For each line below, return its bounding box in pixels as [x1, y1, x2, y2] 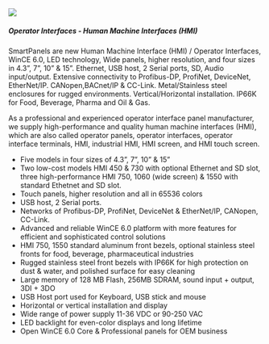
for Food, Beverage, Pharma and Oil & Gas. [8, 97, 151, 107]
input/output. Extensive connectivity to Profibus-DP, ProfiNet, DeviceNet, [8, 72, 251, 82]
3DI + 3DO [19, 283, 56, 293]
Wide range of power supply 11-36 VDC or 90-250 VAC [19, 308, 204, 318]
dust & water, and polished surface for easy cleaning [19, 266, 196, 275]
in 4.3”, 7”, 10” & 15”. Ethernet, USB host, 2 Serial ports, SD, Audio [8, 63, 224, 73]
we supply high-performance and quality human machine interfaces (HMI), [8, 121, 257, 132]
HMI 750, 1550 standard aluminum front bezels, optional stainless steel [19, 240, 255, 250]
